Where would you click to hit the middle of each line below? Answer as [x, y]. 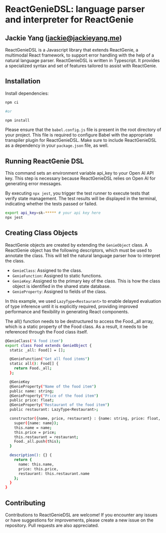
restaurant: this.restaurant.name [54, 473]
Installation [23, 81]
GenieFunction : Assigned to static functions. [57, 275]
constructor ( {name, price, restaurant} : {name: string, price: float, [85, 419]
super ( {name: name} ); [36, 423]
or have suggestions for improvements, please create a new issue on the [79, 520]
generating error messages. [33, 184]
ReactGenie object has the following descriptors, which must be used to [79, 250]
